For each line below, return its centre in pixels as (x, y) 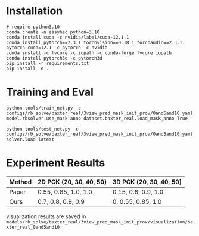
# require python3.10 (33, 27)
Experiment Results (56, 163)
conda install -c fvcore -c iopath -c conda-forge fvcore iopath (89, 53)
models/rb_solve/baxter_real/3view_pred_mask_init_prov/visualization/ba (100, 222)
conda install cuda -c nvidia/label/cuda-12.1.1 (68, 37)
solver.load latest (30, 139)
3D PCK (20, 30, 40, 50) (147, 182)
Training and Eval (50, 92)
